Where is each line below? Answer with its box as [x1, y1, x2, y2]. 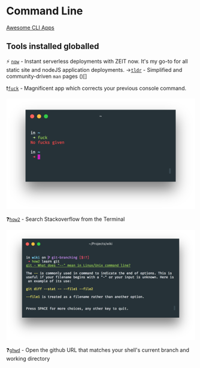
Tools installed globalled [6, 41, 99, 51]
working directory [6, 355, 50, 363]
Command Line [6, 4, 83, 18]
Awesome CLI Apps [6, 24, 55, 31]
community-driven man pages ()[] [6, 72, 87, 80]
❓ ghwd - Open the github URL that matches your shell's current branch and [6, 346, 190, 354]
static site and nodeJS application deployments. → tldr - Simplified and [6, 66, 183, 73]
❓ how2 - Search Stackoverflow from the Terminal [6, 215, 125, 223]
